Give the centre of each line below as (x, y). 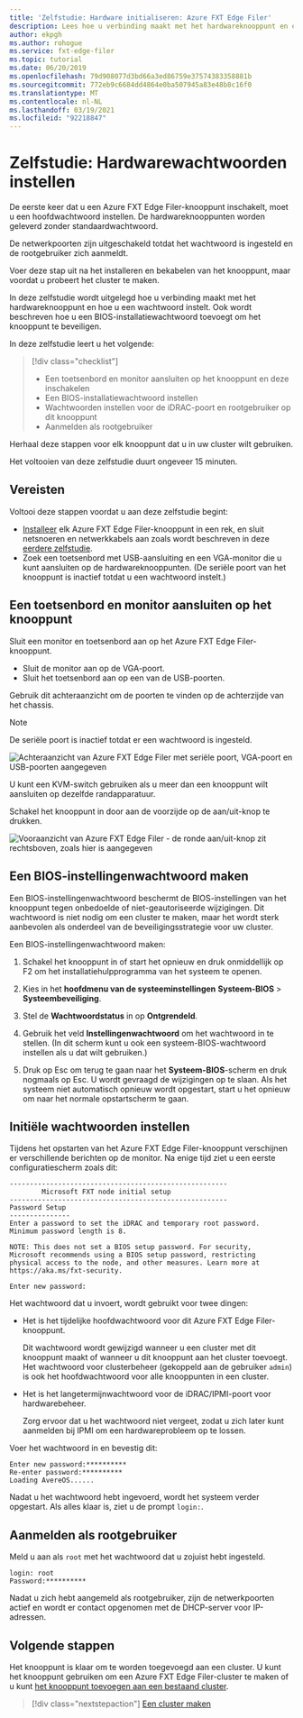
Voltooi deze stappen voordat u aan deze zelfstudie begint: (119, 511)
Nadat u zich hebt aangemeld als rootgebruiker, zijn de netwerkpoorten (142, 1598)
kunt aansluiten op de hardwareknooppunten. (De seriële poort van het (154, 567)
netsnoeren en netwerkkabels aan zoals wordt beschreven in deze (146, 538)
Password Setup (38, 1208)
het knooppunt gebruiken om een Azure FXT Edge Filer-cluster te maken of (149, 1677)
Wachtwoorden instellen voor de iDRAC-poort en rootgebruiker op (168, 407)
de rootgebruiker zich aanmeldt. (69, 253)
